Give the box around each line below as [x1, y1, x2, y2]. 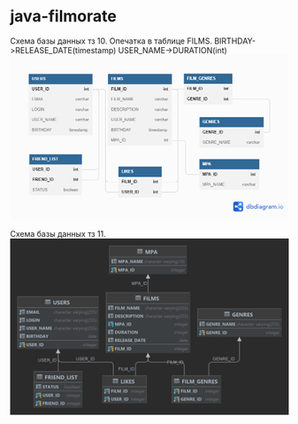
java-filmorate [10, 6, 118, 27]
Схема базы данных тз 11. [10, 228, 107, 239]
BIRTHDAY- [214, 35, 256, 46]
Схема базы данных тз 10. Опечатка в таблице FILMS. [10, 35, 213, 46]
